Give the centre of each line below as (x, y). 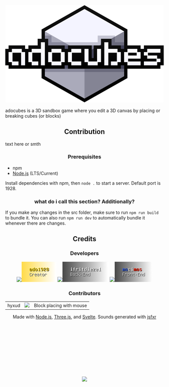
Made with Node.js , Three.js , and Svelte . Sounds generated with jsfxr (84, 317)
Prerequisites (84, 157)
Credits (84, 239)
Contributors (84, 293)
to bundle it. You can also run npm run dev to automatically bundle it (75, 218)
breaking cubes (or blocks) (33, 116)
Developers (84, 253)
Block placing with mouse (60, 305)
